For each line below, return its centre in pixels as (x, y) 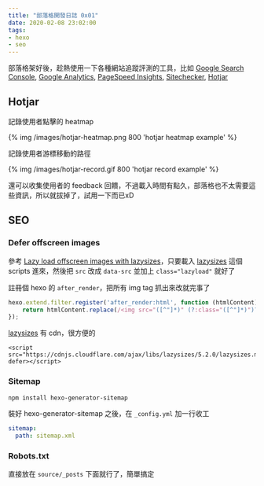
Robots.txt (29, 456)
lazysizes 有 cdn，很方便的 (52, 333)
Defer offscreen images (54, 243)
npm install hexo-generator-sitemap (68, 398)
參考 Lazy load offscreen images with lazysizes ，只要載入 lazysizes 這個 (125, 261)
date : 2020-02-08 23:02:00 (52, 23)
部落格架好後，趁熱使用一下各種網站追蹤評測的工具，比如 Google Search (126, 68)
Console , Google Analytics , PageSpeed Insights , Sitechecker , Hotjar (118, 77)
